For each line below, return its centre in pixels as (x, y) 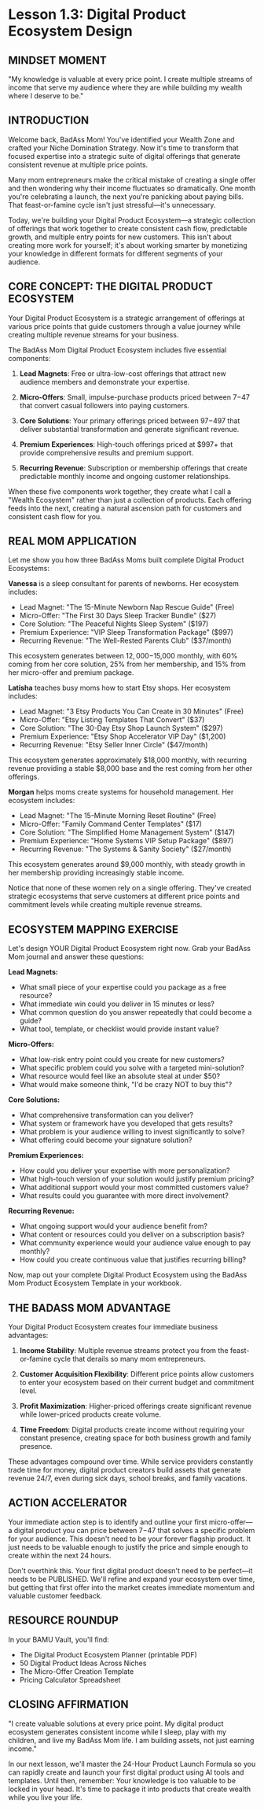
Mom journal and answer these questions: (76, 957)
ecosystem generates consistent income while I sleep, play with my (117, 1731)
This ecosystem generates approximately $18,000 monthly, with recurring (128, 760)
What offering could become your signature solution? (106, 1140)
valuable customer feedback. (55, 1595)
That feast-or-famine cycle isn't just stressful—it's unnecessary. (112, 205)
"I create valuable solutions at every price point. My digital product (116, 1723)
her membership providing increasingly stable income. (96, 873)
